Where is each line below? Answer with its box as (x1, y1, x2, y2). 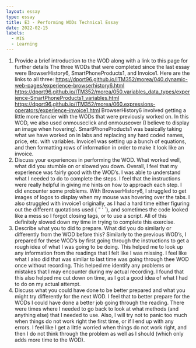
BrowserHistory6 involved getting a (101, 106, 187, 114)
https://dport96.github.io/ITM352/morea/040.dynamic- (55, 75, 188, 82)
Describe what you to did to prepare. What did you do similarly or (14, 224, 171, 231)
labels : (6, 30, 25, 36)
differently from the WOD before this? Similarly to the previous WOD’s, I (14, 231, 187, 238)
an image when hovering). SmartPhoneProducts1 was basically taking (14, 125, 183, 132)
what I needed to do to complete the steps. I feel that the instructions (14, 175, 181, 182)
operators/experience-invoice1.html (14, 106, 100, 114)
